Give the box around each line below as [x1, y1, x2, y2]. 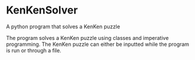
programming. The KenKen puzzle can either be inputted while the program [6, 41, 190, 48]
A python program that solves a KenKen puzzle [6, 23, 121, 30]
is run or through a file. [6, 46, 62, 54]
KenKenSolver [6, 4, 78, 17]
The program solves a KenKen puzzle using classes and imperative [6, 34, 169, 41]
